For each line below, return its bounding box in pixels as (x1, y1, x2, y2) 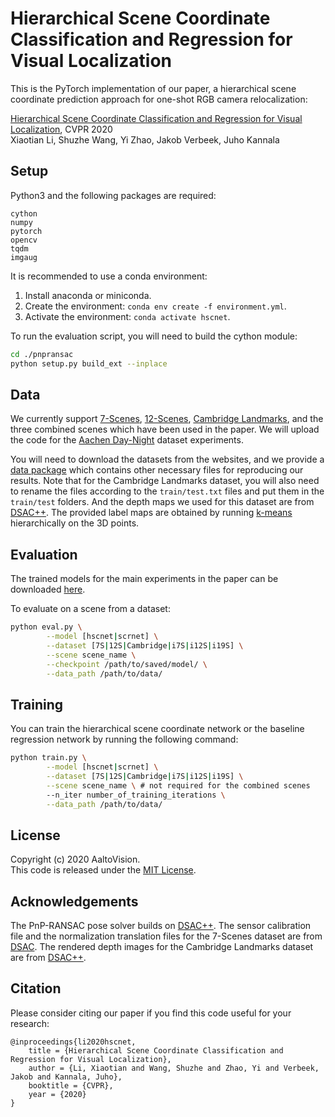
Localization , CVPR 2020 (10, 123, 113, 135)
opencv (10, 235, 38, 245)
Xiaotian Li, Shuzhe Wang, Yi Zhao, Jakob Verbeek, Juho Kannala (10, 133, 280, 146)
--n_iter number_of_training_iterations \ (46, 790, 226, 800)
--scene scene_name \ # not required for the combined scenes (46, 780, 311, 791)
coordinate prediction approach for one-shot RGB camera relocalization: (10, 93, 308, 105)
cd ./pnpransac (10, 349, 74, 359)
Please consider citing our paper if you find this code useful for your (10, 1007, 292, 1019)
